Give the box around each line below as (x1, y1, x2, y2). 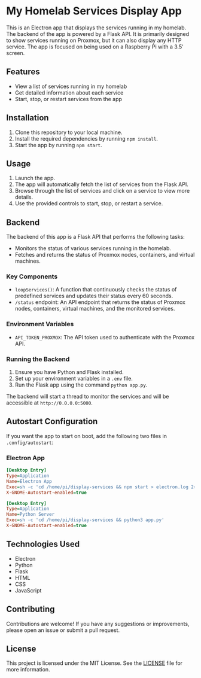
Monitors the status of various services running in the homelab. (14, 245, 172, 252)
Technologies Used (6, 539, 80, 549)
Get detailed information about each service (14, 89, 124, 96)
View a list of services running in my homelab (14, 83, 127, 90)
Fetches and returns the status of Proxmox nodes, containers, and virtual (14, 251, 195, 259)
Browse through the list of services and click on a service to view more (14, 187, 190, 194)
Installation (6, 113, 49, 123)
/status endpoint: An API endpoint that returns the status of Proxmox (14, 299, 185, 306)
